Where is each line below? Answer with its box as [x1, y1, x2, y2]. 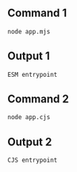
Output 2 [7, 135, 52, 149]
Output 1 [7, 50, 50, 63]
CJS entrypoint [7, 156, 58, 165]
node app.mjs [7, 27, 51, 35]
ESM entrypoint [7, 70, 58, 78]
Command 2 [7, 92, 69, 106]
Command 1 [7, 6, 67, 20]
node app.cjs [7, 114, 51, 122]
